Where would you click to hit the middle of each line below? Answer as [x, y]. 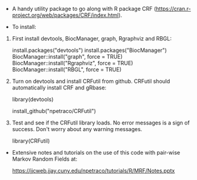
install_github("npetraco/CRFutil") [54, 111]
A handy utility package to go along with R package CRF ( [84, 9]
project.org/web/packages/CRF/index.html [65, 15]
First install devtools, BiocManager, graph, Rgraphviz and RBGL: [92, 38]
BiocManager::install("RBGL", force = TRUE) [67, 69]
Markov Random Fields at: [45, 159]
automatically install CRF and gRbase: [59, 88]
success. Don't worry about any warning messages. [77, 129]
